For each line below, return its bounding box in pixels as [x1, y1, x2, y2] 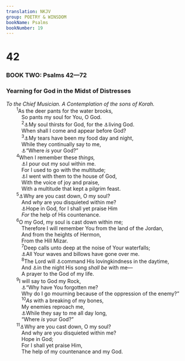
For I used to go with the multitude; [21, 167, 106, 174]
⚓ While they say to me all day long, [21, 309, 107, 317]
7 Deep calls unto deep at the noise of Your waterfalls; [21, 243, 150, 251]
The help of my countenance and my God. [21, 347, 124, 355]
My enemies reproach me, [21, 303, 85, 311]
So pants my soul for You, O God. [21, 114, 102, 121]
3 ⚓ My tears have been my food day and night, [21, 133, 133, 141]
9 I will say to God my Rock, [16, 276, 81, 285]
